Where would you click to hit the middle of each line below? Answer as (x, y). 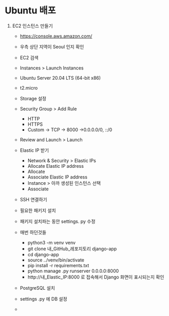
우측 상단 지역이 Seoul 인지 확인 (52, 46)
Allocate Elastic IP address (56, 166)
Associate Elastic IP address (58, 177)
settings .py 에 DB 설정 (43, 299)
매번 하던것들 (33, 232)
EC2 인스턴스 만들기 (33, 26)
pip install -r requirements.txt (58, 265)
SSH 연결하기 (33, 199)
